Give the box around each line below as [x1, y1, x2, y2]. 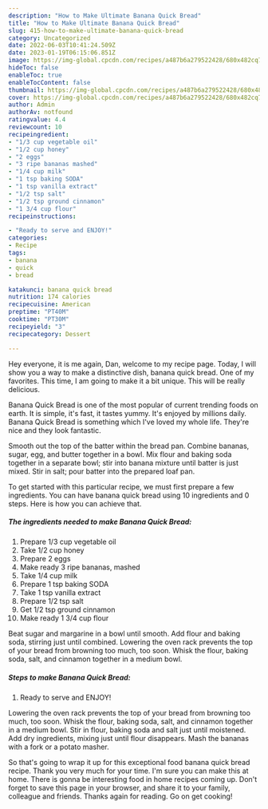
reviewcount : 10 [8, 123, 62, 131]
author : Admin [8, 101, 56, 109]
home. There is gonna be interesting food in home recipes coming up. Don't [8, 775, 258, 784]
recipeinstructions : [8, 212, 77, 220]
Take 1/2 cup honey [19, 545, 85, 555]
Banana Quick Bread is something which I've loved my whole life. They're [8, 417, 250, 426]
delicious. [8, 384, 40, 394]
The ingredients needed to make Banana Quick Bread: [8, 517, 192, 527]
